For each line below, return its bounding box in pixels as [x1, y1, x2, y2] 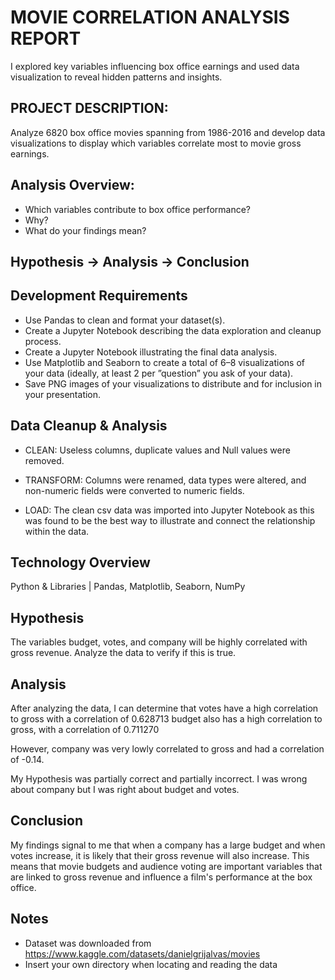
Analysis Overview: [10, 177, 135, 194]
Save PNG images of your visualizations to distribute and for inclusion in [24, 377, 322, 390]
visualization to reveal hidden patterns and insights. [10, 71, 223, 83]
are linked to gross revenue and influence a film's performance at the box [10, 871, 313, 883]
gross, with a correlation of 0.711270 [10, 724, 160, 736]
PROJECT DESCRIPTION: [10, 100, 169, 117]
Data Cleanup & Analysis [10, 417, 168, 435]
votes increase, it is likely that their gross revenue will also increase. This [10, 849, 310, 861]
